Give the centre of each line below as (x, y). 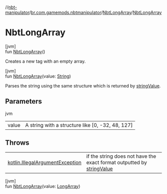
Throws (17, 143)
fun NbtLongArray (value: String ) (38, 76)
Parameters (24, 101)
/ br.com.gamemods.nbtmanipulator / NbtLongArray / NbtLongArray (95, 12)
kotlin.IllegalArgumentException (45, 162)
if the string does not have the (121, 156)
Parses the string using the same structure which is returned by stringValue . (83, 86)
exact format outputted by (117, 162)
